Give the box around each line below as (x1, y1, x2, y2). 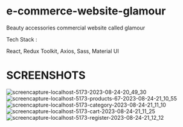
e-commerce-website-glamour (6, 4, 166, 18)
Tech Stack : (6, 36, 37, 43)
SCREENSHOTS (6, 69, 86, 82)
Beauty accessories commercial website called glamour (6, 24, 146, 31)
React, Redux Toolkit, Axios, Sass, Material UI (6, 47, 119, 55)
